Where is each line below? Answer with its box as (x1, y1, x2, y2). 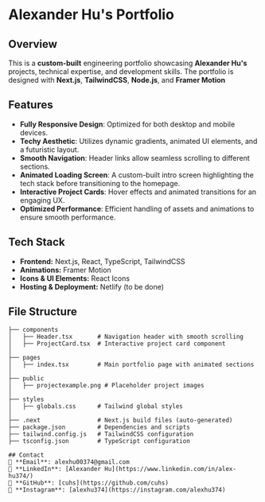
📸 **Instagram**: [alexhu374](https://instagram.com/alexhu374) (8, 486, 226, 494)
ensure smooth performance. (19, 212, 116, 222)
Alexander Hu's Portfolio (8, 6, 175, 24)
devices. (19, 127, 49, 137)
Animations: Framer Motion (19, 265, 111, 274)
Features (8, 98, 53, 112)
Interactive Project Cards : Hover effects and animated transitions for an (19, 187, 257, 197)
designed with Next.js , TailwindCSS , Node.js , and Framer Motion (8, 76, 226, 84)
